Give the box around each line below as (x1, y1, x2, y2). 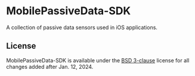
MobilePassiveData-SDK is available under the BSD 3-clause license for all (6, 56, 190, 64)
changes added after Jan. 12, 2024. (6, 63, 94, 70)
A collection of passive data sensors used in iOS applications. (6, 24, 158, 31)
